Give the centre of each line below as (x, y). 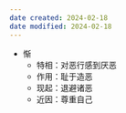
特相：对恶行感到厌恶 (76, 65)
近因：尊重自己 (64, 99)
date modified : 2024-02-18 (61, 26)
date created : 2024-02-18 (58, 18)
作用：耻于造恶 (64, 76)
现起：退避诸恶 (64, 87)
